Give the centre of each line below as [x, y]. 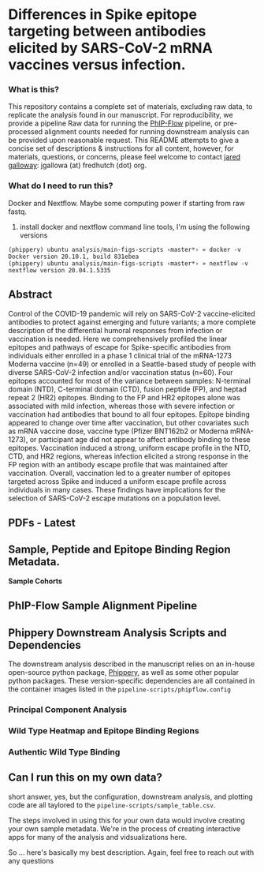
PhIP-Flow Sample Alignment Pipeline [103, 606]
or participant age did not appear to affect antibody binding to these [140, 439]
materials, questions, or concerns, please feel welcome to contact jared [125, 157]
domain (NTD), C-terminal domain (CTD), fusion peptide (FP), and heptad [127, 389]
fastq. [18, 212]
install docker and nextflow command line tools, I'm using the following [135, 227]
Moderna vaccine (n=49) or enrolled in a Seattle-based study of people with [132, 364]
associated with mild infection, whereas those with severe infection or [121, 406]
